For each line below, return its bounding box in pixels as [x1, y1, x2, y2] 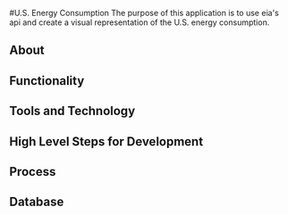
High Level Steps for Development [9, 134, 204, 149]
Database [9, 194, 64, 210]
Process [9, 164, 56, 179]
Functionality [9, 73, 85, 88]
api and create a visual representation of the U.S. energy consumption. [9, 17, 270, 28]
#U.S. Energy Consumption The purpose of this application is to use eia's [9, 8, 279, 18]
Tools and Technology [9, 103, 136, 119]
